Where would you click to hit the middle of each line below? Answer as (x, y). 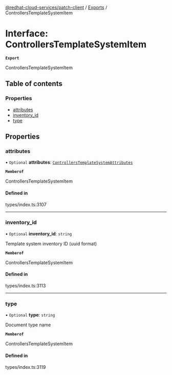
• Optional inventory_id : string (39, 233)
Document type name (28, 325)
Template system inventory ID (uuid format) (51, 244)
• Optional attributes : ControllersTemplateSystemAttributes (69, 162)
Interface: (27, 34)
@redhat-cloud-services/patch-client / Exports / (56, 7)
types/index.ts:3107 (26, 204)
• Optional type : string (30, 315)
